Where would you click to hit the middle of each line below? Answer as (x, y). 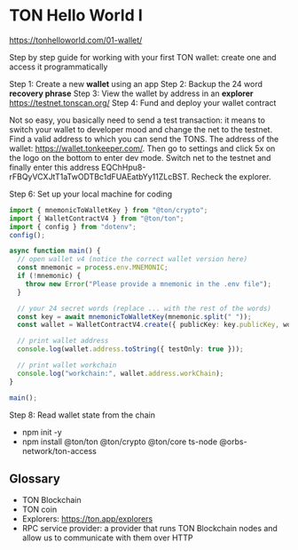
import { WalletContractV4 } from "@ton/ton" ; (97, 219)
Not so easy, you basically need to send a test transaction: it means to (137, 120)
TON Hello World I (76, 16)
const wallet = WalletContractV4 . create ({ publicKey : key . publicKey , (148, 325)
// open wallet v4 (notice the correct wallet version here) (133, 259)
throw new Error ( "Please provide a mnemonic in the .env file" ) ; (149, 284)
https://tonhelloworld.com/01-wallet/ (76, 40)
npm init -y (42, 432)
